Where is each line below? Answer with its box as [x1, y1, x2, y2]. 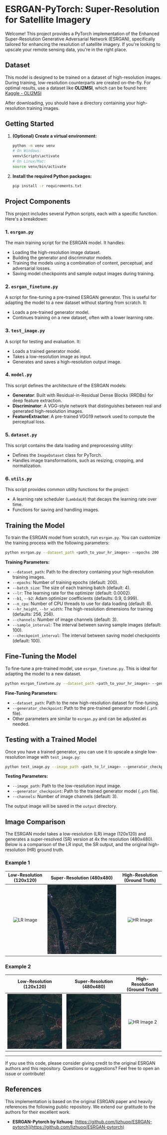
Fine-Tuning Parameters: [5, 690, 58, 696]
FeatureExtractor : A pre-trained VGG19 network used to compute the [12, 413, 155, 419]
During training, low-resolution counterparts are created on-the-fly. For [5, 79, 151, 85]
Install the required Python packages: [12, 173, 92, 179]
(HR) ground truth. [26, 847, 64, 853]
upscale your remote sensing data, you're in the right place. [5, 46, 128, 52]
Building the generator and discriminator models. [12, 255, 113, 261]
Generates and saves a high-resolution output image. [12, 358, 122, 365]
